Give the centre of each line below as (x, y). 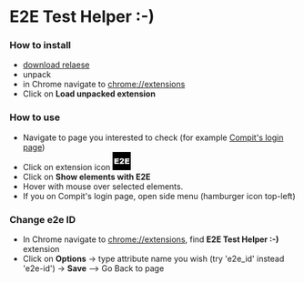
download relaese (56, 65)
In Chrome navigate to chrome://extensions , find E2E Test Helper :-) (151, 239)
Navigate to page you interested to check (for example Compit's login (153, 137)
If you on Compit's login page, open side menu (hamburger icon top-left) (159, 196)
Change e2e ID (43, 219)
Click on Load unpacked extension (89, 94)
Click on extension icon (66, 167)
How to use (35, 117)
